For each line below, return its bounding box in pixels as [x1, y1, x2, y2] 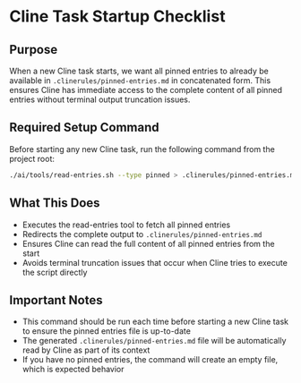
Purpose [9, 42, 58, 57]
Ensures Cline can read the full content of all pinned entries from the [21, 238, 275, 249]
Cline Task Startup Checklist [9, 6, 226, 27]
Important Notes [9, 293, 103, 308]
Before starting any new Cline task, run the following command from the [9, 143, 275, 154]
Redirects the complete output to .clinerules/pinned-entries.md [21, 228, 262, 239]
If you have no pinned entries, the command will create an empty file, [21, 354, 279, 365]
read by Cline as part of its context [21, 345, 150, 355]
